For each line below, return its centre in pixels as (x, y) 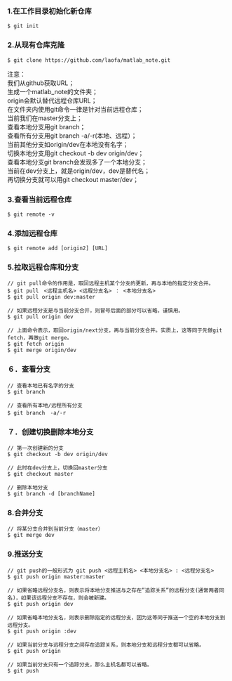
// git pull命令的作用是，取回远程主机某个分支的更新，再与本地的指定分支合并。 (111, 284)
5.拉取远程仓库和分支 (43, 267)
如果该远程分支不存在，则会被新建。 (65, 598)
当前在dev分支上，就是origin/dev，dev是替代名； (79, 171)
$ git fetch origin (36, 344)
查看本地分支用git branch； (47, 127)
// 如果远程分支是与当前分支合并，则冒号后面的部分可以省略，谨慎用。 (95, 311)
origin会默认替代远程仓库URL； (52, 100)
